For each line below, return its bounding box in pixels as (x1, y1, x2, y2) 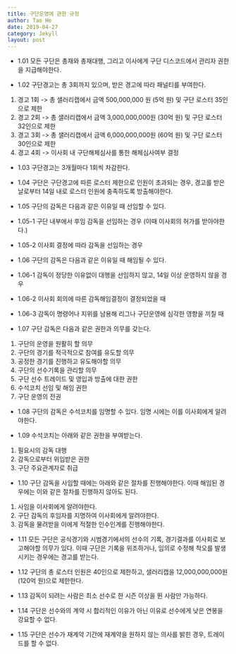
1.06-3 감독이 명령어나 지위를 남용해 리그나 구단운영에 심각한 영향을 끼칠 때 (17, 309, 224, 318)
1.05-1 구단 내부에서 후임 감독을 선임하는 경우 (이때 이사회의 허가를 (17, 217, 201, 226)
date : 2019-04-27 (7, 23, 58, 30)
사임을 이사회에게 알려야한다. (17, 502, 97, 511)
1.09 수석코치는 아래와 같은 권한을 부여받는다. (17, 431, 143, 440)
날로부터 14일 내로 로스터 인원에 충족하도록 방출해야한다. (17, 187, 173, 196)
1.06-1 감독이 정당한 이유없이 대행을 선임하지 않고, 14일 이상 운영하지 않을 (17, 271, 220, 279)
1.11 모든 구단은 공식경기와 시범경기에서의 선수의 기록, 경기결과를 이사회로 (17, 535, 218, 543)
